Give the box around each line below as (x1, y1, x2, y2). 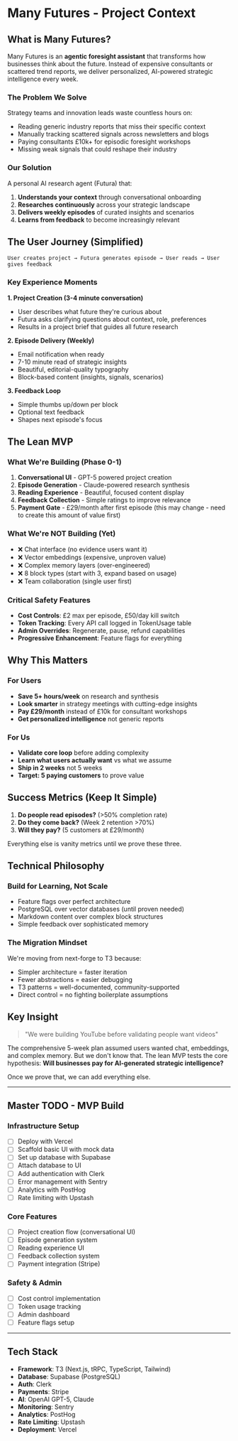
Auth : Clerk (17, 1380, 52, 1388)
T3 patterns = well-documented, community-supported (17, 983, 180, 991)
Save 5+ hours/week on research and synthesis (17, 691, 159, 701)
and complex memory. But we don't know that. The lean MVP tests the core (7, 1051, 228, 1059)
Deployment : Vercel (17, 1425, 77, 1433)
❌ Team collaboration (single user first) (17, 577, 132, 585)
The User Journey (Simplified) (7, 236, 144, 248)
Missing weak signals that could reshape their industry (17, 145, 177, 153)
